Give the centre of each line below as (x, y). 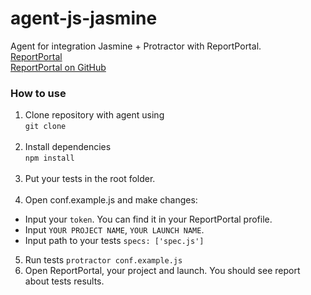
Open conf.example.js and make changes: (111, 200)
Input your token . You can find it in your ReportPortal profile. (148, 219)
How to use (38, 93)
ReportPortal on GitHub (58, 67)
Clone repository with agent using (94, 115)
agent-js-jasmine (84, 18)
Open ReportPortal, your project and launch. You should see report (162, 271)
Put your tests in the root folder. (90, 179)
